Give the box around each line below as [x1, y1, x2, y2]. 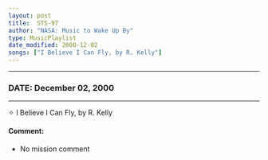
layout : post [8, 11, 52, 20]
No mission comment [19, 144, 90, 154]
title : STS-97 [8, 19, 59, 27]
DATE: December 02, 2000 [8, 82, 115, 93]
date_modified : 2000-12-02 [8, 41, 98, 49]
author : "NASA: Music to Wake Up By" [8, 26, 134, 34]
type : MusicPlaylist [8, 33, 77, 42]
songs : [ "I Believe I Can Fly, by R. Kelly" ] [8, 49, 162, 57]
